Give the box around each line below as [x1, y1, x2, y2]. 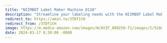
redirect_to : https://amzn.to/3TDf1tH [5, 16, 85, 21]
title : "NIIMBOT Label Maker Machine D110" [5, 7, 97, 12]
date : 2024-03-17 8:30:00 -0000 [5, 30, 72, 35]
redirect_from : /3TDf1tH [5, 21, 57, 26]
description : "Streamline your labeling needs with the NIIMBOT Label [5, 12, 155, 17]
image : [5, 26, 19, 31]
